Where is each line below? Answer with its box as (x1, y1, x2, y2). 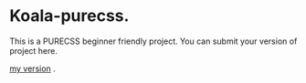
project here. (9, 45, 58, 56)
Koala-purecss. (9, 5, 130, 26)
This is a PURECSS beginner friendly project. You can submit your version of (9, 36, 298, 47)
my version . (9, 63, 57, 74)
